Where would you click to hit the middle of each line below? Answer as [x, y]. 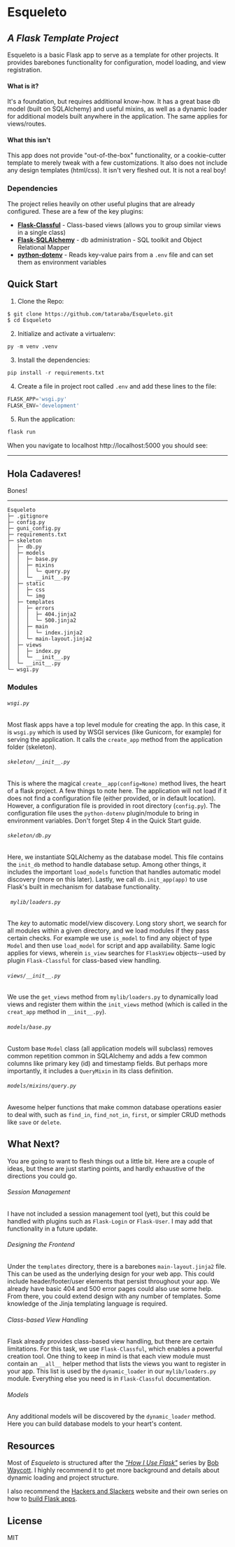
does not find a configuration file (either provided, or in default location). [112, 798]
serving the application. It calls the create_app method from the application [115, 739]
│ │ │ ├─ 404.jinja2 [42, 614]
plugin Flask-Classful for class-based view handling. [84, 961]
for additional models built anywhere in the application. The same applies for [117, 116]
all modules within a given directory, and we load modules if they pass [108, 931]
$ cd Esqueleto [29, 320]
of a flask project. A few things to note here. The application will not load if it [117, 790]
